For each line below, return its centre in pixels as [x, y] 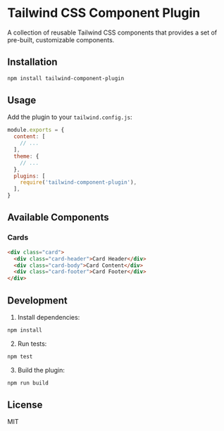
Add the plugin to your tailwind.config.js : [70, 117]
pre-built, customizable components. [61, 39]
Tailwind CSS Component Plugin [104, 13]
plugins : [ [30, 176]
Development [38, 300]
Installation [32, 62]
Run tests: [32, 344]
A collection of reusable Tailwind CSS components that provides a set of [112, 32]
